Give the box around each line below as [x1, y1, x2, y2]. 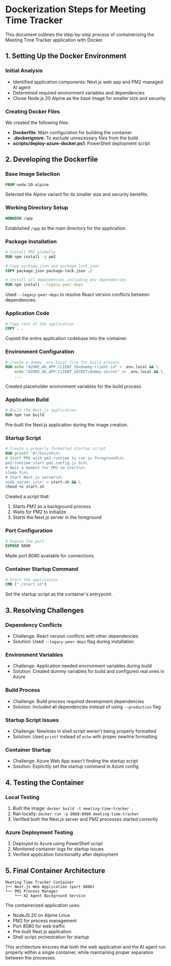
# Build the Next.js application [5, 408, 77, 413]
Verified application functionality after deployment [12, 851, 118, 857]
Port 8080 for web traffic [12, 923, 65, 929]
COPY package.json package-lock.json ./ [5, 268, 93, 274]
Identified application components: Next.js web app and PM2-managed [12, 78, 163, 85]
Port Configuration [5, 527, 53, 534]
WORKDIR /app [5, 216, 33, 221]
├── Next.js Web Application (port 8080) [5, 885, 95, 890]
